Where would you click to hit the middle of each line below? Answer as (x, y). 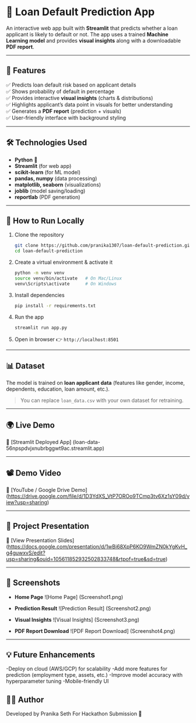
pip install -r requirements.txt (55, 306)
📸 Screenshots (33, 583)
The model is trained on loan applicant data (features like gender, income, (95, 383)
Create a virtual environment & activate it (63, 262)
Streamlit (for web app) (43, 166)
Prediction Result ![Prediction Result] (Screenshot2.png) (83, 608)
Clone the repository (39, 235)
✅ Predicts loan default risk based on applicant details (71, 85)
